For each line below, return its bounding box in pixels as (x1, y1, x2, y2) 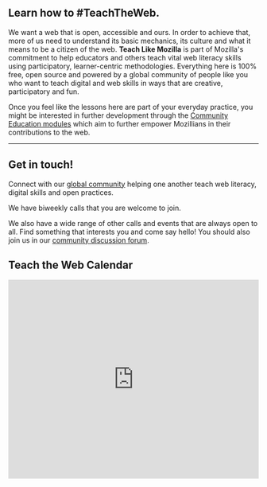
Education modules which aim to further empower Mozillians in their (8, 119, 231, 128)
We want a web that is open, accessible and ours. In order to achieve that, (8, 27, 251, 37)
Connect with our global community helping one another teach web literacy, (8, 179, 257, 189)
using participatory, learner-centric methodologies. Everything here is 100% (8, 61, 257, 71)
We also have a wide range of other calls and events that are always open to (8, 218, 258, 228)
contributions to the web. (8, 127, 91, 137)
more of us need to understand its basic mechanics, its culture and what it (8, 36, 251, 45)
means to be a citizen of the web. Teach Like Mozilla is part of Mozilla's (8, 44, 244, 54)
